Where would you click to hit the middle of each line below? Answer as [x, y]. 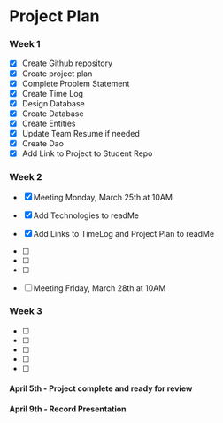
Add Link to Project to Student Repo [87, 153]
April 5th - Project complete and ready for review [101, 388]
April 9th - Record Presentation [68, 409]
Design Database [54, 103]
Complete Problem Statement [76, 83]
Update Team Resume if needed [81, 133]
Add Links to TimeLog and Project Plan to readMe [124, 234]
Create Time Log [53, 93]
